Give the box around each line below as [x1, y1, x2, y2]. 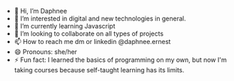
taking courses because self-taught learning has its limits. [14, 66, 185, 74]
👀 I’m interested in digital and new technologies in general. [14, 14, 186, 23]
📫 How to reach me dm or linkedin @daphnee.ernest [14, 38, 171, 45]
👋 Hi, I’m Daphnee [14, 7, 68, 15]
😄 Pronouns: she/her [14, 48, 77, 56]
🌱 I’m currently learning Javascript [14, 22, 116, 30]
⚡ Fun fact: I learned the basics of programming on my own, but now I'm [14, 55, 227, 64]
